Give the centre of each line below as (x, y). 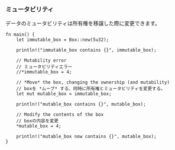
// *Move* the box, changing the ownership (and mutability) (93, 82)
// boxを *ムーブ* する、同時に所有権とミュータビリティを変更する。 (91, 89)
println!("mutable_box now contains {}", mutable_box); (87, 137)
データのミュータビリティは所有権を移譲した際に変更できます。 (83, 23)
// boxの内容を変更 (37, 121)
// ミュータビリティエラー (44, 67)
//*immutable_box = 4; (44, 72)
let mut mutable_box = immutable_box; (64, 94)
